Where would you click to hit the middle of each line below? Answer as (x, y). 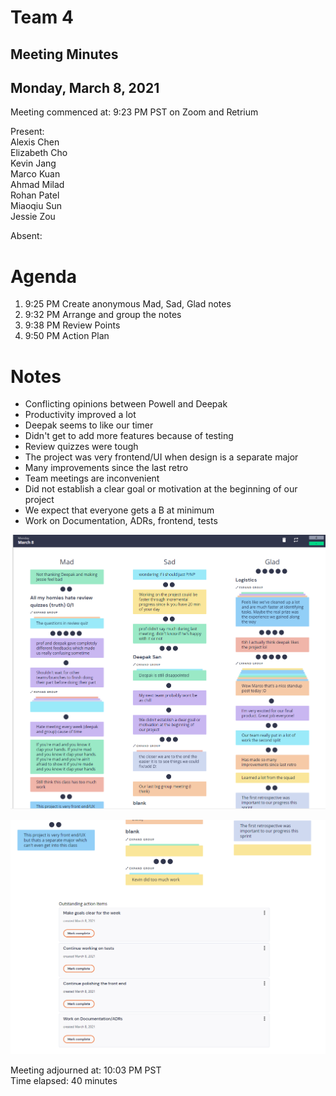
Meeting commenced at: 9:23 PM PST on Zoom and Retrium (134, 112)
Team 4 (42, 17)
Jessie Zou (33, 217)
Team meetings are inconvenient (92, 478)
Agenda (43, 276)
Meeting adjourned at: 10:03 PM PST (86, 1070)
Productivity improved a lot (80, 415)
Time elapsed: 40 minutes (64, 1080)
